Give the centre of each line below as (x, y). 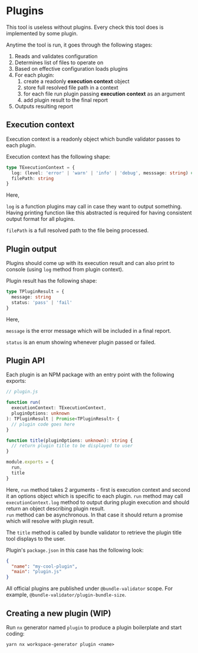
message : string (31, 297)
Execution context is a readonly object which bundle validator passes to (93, 139)
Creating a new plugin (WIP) (59, 613)
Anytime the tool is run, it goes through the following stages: (79, 45)
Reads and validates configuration (56, 56)
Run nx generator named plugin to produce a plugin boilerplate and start (94, 627)
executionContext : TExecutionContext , (59, 408)
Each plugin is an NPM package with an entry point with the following (90, 374)
